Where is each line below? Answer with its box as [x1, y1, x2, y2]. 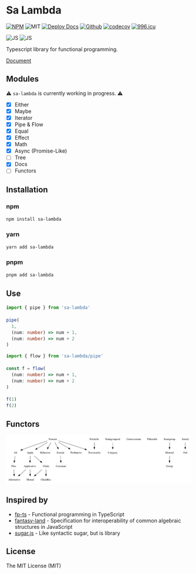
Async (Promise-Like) [14, 147, 67, 154]
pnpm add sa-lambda [6, 272, 54, 278]
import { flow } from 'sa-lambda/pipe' [6, 353, 104, 359]
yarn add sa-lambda [6, 244, 54, 250]
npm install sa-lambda [6, 217, 62, 222]
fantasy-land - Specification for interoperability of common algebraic [14, 517, 181, 524]
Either [14, 101, 29, 108]
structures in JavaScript [14, 523, 73, 530]
